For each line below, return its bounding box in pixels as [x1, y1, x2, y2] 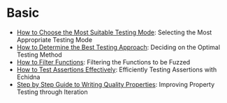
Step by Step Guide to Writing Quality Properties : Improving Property [16, 80, 215, 88]
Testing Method [16, 50, 62, 59]
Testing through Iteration [16, 88, 88, 96]
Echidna [16, 72, 41, 81]
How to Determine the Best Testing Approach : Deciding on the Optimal [16, 43, 221, 51]
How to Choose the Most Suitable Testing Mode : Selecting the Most [16, 28, 212, 36]
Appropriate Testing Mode [16, 35, 92, 43]
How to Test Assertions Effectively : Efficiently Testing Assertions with [16, 65, 217, 74]
